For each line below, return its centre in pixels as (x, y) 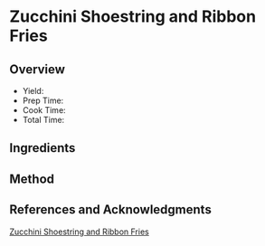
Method (32, 179)
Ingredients (43, 148)
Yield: (33, 91)
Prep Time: (43, 100)
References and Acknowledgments (111, 210)
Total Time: (43, 120)
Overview (38, 69)
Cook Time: (44, 110)
